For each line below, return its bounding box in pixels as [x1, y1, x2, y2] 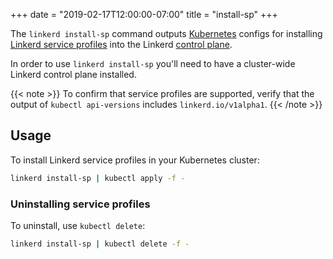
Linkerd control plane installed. [10, 69, 137, 80]
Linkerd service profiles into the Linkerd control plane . [10, 39, 233, 50]
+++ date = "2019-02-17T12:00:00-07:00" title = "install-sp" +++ [10, 9, 278, 20]
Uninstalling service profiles [10, 197, 151, 211]
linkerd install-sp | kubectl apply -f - [10, 173, 186, 183]
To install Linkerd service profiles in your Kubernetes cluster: [10, 154, 260, 166]
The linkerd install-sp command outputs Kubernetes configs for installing [10, 28, 323, 39]
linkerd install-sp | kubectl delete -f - [10, 239, 190, 249]
